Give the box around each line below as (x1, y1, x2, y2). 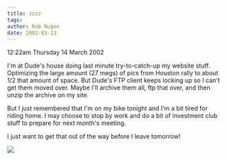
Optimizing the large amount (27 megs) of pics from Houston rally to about (7, 69, 219, 77)
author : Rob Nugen (7, 23, 60, 30)
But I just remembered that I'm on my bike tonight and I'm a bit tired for (7, 104, 208, 112)
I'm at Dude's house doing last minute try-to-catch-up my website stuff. (7, 61, 210, 70)
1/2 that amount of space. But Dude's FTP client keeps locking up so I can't (7, 77, 220, 85)
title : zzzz (7, 10, 41, 17)
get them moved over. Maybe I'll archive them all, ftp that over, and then (7, 83, 211, 92)
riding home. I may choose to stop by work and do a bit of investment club (7, 112, 218, 120)
